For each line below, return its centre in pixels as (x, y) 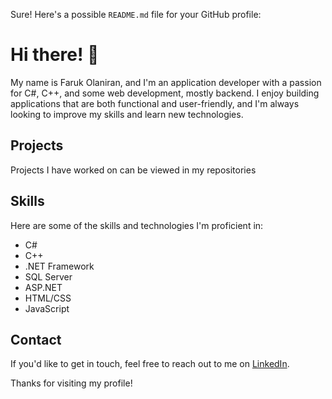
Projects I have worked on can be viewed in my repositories (133, 170)
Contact (36, 339)
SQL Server (48, 276)
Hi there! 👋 (55, 55)
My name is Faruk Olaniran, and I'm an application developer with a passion (166, 82)
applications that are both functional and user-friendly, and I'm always (155, 103)
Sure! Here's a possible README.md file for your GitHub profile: (136, 14)
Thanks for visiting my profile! (71, 383)
